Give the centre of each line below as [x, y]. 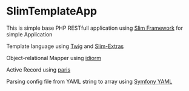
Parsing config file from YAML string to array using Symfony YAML [89, 81]
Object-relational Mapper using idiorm [54, 58]
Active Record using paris [38, 69]
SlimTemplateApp [52, 11]
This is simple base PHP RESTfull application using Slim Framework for [95, 28]
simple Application [29, 34]
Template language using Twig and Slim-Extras [65, 46]
